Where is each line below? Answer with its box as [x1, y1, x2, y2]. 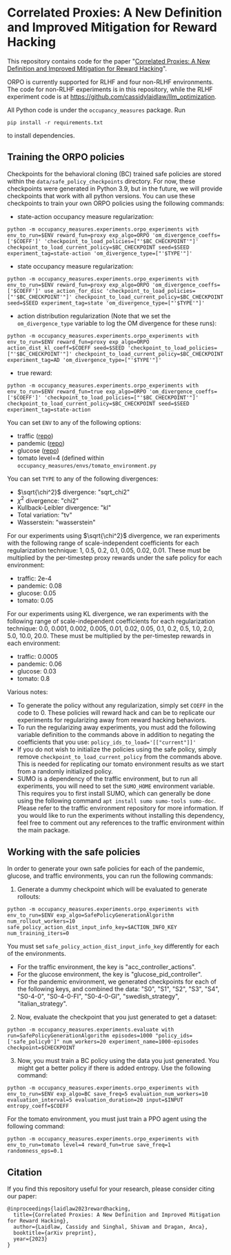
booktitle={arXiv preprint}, [13, 1229, 97, 1237]
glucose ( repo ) [17, 446, 60, 454]
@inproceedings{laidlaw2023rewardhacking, [7, 1205, 131, 1213]
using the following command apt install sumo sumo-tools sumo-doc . [17, 796, 216, 805]
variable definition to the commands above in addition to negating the [17, 731, 215, 739]
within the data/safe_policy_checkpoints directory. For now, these [7, 177, 196, 185]
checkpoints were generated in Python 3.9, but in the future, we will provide [7, 184, 223, 193]
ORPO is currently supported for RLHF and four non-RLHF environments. [7, 77, 214, 86]
